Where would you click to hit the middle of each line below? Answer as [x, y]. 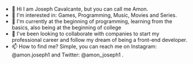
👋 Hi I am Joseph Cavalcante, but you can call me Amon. [80, 9]
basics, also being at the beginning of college [66, 27]
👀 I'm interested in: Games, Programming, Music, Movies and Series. [94, 15]
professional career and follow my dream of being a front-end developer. [99, 40]
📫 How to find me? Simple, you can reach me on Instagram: [84, 46]
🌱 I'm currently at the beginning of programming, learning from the [92, 21]
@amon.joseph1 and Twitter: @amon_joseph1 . [68, 55]
